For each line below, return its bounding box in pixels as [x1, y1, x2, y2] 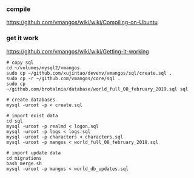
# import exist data [6, 112, 59, 118]
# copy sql [6, 60, 34, 66]
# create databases [6, 97, 56, 103]
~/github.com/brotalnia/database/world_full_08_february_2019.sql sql [6, 86, 189, 92]
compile [6, 5, 31, 13]
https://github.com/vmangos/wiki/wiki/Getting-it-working [6, 47, 150, 55]
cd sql [6, 118, 23, 124]
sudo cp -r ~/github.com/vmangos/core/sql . [6, 75, 121, 81]
